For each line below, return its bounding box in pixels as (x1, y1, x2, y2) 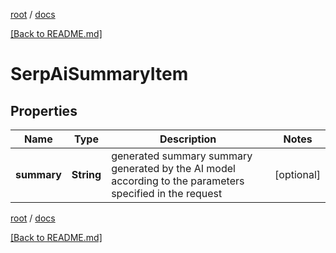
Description (159, 132, 217, 146)
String (71, 168, 102, 181)
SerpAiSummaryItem (10, 63, 189, 86)
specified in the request (111, 187, 223, 200)
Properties (10, 102, 78, 119)
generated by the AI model (111, 162, 236, 175)
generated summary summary (111, 149, 253, 163)
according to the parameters (111, 174, 245, 188)
